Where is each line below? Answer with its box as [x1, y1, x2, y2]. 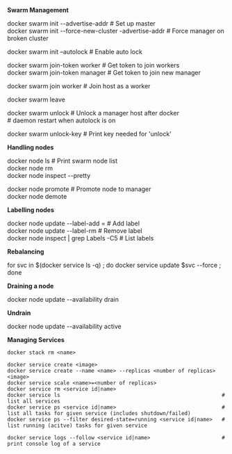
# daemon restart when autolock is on [7, 116, 116, 124]
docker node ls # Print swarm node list [7, 156, 118, 165]
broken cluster [7, 34, 49, 42]
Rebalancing [7, 248, 44, 256]
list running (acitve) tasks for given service [7, 422, 148, 429]
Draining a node [7, 282, 54, 290]
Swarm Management [7, 6, 69, 14]
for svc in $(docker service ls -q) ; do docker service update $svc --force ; [7, 261, 222, 269]
